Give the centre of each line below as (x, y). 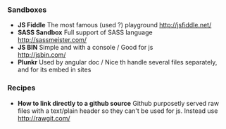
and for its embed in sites (54, 70)
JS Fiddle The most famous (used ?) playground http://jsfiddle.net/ (114, 25)
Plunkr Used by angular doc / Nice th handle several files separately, (117, 62)
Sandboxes (27, 10)
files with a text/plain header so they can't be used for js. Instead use (118, 111)
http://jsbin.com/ (42, 55)
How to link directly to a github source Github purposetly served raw (118, 103)
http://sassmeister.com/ (52, 40)
